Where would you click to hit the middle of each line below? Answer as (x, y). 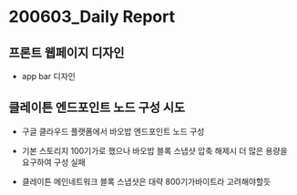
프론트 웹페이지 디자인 (67, 52)
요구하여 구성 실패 (53, 162)
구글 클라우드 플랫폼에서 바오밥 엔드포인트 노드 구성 (113, 131)
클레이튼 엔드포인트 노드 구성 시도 (97, 108)
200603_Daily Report (92, 17)
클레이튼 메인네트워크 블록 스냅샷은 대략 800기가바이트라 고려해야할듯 (146, 181)
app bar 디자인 (49, 76)
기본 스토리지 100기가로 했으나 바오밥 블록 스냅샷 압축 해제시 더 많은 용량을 (154, 150)
